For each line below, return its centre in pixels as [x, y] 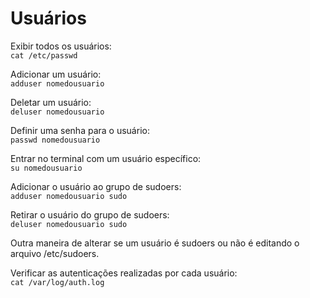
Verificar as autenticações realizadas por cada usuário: [124, 273]
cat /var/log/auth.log [57, 282]
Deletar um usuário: [51, 102]
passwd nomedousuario [55, 140]
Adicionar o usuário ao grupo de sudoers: [96, 186]
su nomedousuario [46, 168]
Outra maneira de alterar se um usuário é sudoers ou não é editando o [155, 243]
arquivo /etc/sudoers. [55, 253]
